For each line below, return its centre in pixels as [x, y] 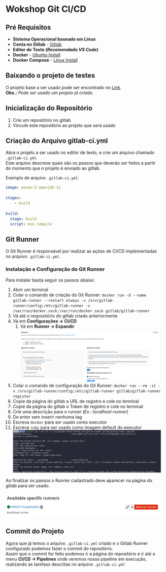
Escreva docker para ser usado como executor [60, 422]
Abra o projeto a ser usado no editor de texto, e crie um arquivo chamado [80, 153]
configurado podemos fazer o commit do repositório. [59, 548]
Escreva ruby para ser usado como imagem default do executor [77, 427]
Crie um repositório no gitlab [42, 120]
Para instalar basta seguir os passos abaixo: [50, 280]
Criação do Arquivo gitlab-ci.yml [57, 141]
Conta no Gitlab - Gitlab [37, 44]
